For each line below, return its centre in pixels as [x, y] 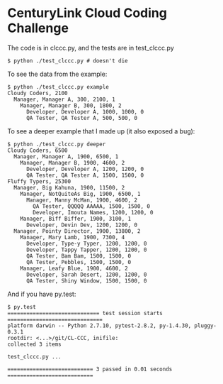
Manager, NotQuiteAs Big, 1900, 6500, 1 [80, 194]
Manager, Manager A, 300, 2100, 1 [64, 99]
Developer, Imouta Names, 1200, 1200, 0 [93, 212]
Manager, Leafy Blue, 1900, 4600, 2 [74, 268]
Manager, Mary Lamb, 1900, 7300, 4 [73, 237]
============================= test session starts [85, 313]
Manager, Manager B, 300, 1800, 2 [71, 105]
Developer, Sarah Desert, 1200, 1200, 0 [86, 275]
